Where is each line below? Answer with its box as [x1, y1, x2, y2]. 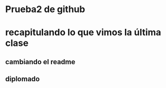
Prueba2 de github [5, 4, 85, 15]
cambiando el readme [5, 57, 76, 66]
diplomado [5, 75, 40, 83]
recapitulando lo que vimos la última [5, 27, 161, 38]
